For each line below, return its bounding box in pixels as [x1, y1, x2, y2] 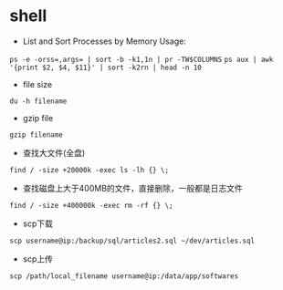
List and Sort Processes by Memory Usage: [22, 36, 187, 47]
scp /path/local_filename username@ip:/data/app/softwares [9, 271, 239, 281]
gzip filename [9, 129, 64, 140]
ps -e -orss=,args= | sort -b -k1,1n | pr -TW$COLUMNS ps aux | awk [9, 55, 274, 64]
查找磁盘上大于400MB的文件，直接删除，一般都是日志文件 [22, 182, 244, 193]
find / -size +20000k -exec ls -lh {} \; [9, 165, 170, 174]
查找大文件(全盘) [22, 147, 86, 158]
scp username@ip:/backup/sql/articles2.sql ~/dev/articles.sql [9, 236, 256, 245]
